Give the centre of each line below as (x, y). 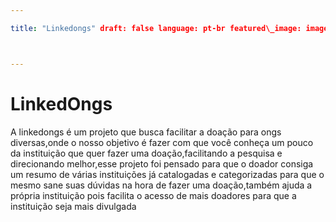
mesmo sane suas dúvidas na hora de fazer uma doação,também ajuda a (161, 185)
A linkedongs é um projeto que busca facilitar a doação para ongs (146, 132)
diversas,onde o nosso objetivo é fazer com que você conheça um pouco (162, 142)
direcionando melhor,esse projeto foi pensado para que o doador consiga (162, 163)
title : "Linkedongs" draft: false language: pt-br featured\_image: (156, 28)
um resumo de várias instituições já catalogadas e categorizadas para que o (167, 174)
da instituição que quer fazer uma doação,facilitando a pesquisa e (146, 153)
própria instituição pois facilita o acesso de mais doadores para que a (153, 195)
